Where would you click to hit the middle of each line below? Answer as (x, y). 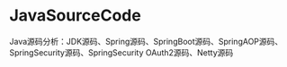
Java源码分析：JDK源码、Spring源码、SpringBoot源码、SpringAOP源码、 (146, 41)
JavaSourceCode (75, 16)
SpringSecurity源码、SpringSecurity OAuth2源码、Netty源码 (121, 52)
